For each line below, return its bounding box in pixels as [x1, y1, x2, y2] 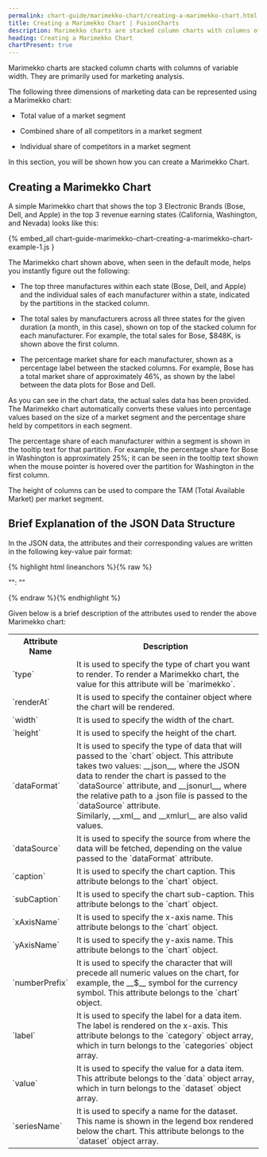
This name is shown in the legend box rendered [76, 1116, 253, 1127]
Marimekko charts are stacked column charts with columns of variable [8, 63, 238, 72]
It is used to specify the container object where [76, 691, 253, 702]
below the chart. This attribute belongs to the [76, 1125, 245, 1136]
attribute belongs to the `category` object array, [76, 1030, 254, 1041]
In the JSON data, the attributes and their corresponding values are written [8, 538, 253, 548]
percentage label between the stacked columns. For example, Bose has [19, 363, 254, 373]
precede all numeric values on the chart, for [76, 967, 240, 978]
